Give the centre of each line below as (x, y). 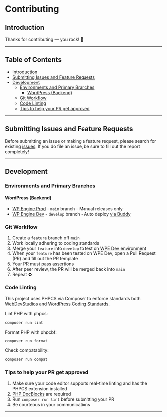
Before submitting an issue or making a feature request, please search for (81, 141)
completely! (17, 151)
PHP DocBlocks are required (42, 394)
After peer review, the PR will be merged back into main (69, 269)
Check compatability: (27, 350)
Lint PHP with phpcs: (27, 313)
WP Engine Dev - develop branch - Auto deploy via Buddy (71, 214)
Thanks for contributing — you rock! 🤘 (44, 39)
